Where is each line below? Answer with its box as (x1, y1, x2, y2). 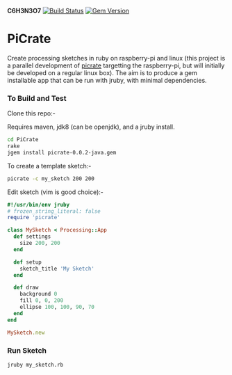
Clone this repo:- (7, 109, 56, 118)
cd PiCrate (7, 136, 39, 143)
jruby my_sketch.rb (7, 361, 64, 368)
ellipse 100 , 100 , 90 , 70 (19, 303, 95, 311)
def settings (13, 233, 51, 240)
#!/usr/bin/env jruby (7, 201, 70, 208)
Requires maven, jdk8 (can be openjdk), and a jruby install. (7, 122, 175, 131)
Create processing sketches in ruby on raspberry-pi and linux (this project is (7, 54, 226, 62)
